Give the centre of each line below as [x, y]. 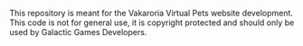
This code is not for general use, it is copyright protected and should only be [152, 23]
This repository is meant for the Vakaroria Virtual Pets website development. [151, 13]
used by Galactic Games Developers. [78, 32]
